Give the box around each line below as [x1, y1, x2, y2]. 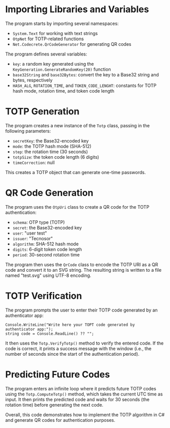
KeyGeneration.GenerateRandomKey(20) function [12, 66, 111, 72]
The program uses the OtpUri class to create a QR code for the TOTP [5, 204, 150, 210]
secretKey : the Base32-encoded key [12, 137, 89, 144]
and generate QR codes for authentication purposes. [5, 417, 116, 423]
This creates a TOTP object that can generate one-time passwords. [5, 169, 146, 175]
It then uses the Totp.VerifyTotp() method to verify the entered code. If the [5, 340, 164, 346]
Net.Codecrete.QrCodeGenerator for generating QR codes [12, 41, 131, 47]
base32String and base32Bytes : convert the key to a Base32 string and [12, 71, 159, 77]
